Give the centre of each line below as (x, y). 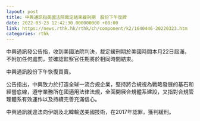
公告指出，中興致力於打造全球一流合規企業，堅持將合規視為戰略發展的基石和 (100, 85)
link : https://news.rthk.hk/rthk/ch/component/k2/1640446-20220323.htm (97, 28)
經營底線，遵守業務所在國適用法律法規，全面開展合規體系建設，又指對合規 (97, 92)
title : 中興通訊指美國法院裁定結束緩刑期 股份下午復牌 (66, 17)
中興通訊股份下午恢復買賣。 (40, 72)
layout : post (22, 12)
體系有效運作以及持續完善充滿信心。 (55, 100)
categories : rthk (28, 34)
